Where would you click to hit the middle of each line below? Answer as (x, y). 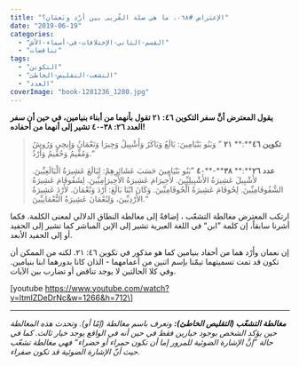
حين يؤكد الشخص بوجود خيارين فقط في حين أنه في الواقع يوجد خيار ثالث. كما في (144, 332)
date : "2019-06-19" (46, 26)
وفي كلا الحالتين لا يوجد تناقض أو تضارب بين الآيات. (93, 271)
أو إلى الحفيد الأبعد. (42, 235)
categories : (32, 34)
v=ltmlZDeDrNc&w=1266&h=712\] (72, 298)
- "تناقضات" (40, 51)
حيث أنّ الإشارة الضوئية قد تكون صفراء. (75, 351)
